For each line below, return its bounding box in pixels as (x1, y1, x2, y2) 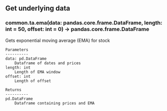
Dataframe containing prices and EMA (14, 100, 95, 106)
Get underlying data (5, 4, 70, 13)
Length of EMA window (14, 69, 60, 74)
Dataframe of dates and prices (14, 61, 81, 66)
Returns (5, 87, 22, 92)
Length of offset (14, 78, 52, 84)
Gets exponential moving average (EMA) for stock (5, 37, 110, 43)
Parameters (5, 47, 29, 52)
